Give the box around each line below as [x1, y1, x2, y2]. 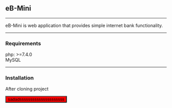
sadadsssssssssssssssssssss [8, 97, 65, 102]
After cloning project [5, 86, 49, 92]
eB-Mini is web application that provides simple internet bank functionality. [5, 22, 163, 29]
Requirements [5, 40, 41, 47]
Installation [5, 74, 34, 82]
